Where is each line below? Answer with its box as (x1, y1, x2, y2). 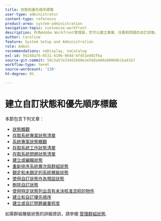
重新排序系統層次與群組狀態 (12, 163, 69, 169)
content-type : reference (5, 16, 56, 21)
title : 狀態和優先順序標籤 (5, 7, 54, 12)
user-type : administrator (5, 12, 58, 17)
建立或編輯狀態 (12, 157, 43, 163)
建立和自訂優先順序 (12, 194, 52, 200)
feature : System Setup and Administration (5, 39, 94, 44)
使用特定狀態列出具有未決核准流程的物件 (12, 188, 95, 194)
